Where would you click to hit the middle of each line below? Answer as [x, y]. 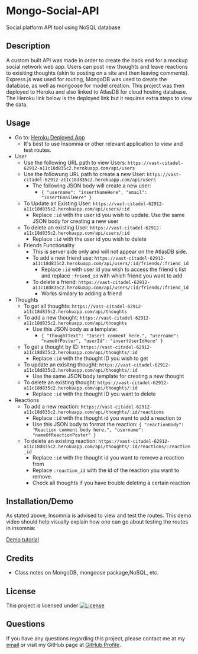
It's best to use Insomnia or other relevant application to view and [103, 143]
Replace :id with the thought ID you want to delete [94, 394]
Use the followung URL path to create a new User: [85, 174]
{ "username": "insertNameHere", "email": [94, 192]
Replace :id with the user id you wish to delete [89, 239]
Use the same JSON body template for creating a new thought [108, 376]
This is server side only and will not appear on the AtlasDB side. [110, 251]
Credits [20, 558]
